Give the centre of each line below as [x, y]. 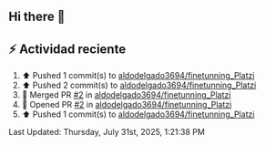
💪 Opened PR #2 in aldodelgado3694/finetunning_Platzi [127, 105]
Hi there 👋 [37, 17]
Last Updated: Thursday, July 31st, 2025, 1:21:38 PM [107, 132]
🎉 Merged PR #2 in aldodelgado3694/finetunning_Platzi [126, 95]
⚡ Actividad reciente [67, 49]
